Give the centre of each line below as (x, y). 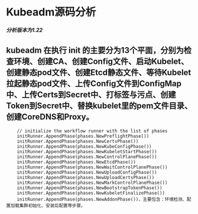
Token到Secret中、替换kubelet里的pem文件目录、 (99, 106)
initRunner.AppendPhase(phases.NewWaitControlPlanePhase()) (92, 167)
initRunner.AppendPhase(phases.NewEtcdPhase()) (76, 162)
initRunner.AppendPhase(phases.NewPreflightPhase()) (83, 136)
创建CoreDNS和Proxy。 (50, 117)
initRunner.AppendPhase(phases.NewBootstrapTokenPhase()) (90, 188)
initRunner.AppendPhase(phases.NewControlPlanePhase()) (87, 157)
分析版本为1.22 (25, 30)
